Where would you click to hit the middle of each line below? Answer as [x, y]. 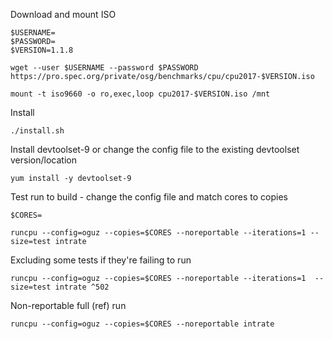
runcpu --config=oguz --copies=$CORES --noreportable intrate [142, 324]
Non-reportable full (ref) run [68, 305]
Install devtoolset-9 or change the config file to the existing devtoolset [155, 149]
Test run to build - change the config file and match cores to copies [149, 197]
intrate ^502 [82, 287]
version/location [43, 160]
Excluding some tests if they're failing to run [101, 260]
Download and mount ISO [63, 14]
